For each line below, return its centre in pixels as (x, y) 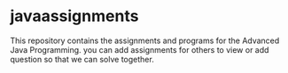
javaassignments (74, 16)
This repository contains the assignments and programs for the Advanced (145, 40)
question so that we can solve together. (82, 59)
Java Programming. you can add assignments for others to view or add (140, 49)
